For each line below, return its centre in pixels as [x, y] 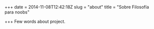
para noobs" [17, 12]
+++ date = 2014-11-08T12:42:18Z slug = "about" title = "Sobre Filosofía [77, 7]
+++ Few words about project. [35, 22]
